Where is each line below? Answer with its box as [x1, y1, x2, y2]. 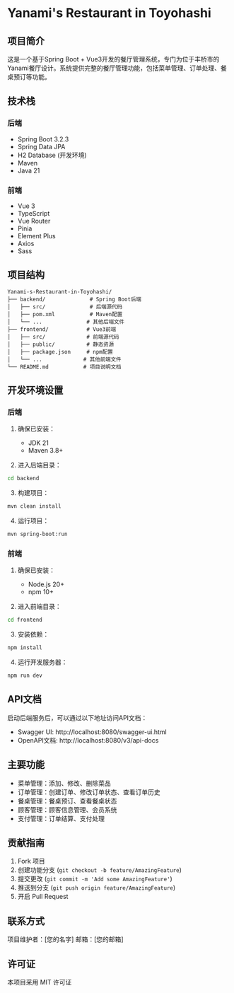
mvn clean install [7, 503, 62, 510]
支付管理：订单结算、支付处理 [17, 814, 105, 823]
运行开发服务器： [17, 658, 68, 666]
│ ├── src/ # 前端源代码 [7, 333, 119, 340]
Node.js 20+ [28, 580, 65, 588]
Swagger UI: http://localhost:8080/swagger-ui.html [17, 727, 168, 736]
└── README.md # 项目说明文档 [7, 363, 122, 371]
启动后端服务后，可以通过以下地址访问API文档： [7, 713, 148, 722]
